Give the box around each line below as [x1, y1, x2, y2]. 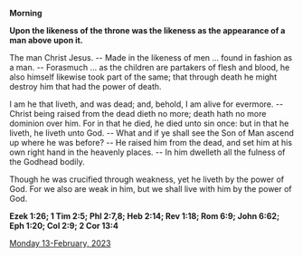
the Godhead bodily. [9, 157, 85, 167]
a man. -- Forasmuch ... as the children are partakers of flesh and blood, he [9, 62, 290, 72]
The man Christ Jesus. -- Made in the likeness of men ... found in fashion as [9, 52, 292, 62]
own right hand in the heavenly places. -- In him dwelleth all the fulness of [9, 147, 286, 157]
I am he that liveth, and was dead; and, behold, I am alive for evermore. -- [9, 99, 283, 109]
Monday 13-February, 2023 [9, 238, 111, 248]
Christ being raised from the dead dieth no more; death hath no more [9, 109, 267, 119]
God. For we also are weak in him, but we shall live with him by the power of [9, 184, 292, 194]
